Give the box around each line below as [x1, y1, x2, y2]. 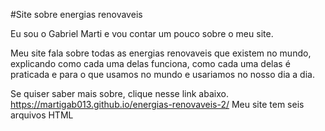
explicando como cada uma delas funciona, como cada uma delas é [10, 58, 291, 69]
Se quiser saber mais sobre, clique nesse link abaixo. [10, 88, 229, 99]
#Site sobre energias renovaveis [10, 9, 143, 20]
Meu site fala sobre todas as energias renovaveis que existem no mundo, [10, 47, 312, 59]
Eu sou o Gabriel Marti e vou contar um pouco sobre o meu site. [10, 28, 274, 39]
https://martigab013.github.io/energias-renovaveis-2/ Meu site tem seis [10, 99, 305, 110]
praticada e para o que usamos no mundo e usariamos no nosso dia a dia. [10, 69, 315, 80]
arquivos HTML [10, 109, 74, 121]
